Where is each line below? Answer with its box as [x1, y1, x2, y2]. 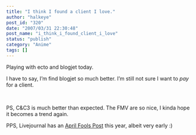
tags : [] [6, 47, 28, 53]
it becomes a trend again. [6, 110, 69, 117]
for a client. [6, 81, 34, 88]
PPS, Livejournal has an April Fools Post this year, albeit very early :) [6, 122, 173, 129]
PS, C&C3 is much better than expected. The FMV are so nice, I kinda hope [6, 104, 190, 111]
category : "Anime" [6, 42, 52, 48]
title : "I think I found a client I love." [6, 8, 116, 15]
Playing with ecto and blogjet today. [6, 63, 94, 70]
